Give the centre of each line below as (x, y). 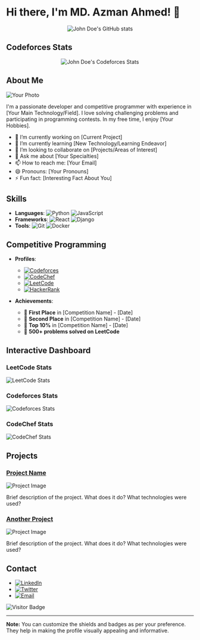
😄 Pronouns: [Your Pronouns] (51, 171)
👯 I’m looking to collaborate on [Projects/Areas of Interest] (86, 150)
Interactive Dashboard (49, 350)
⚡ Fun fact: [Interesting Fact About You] (63, 178)
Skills (16, 199)
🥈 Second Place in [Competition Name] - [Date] (82, 319)
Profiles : (26, 259)
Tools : (23, 226)
